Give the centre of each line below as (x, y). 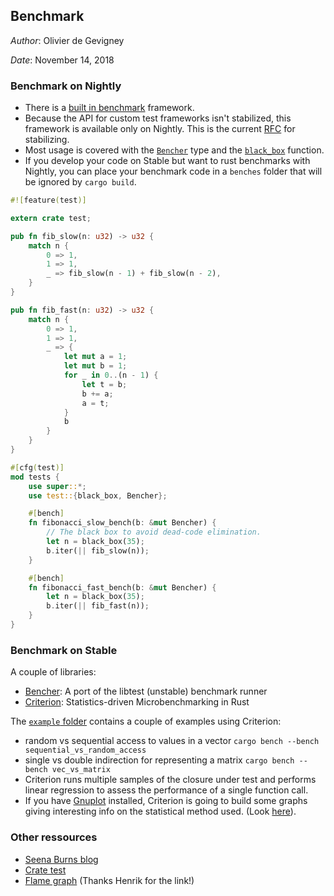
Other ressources (54, 837)
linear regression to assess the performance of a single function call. (166, 790)
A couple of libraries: (53, 672)
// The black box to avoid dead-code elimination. (154, 532)
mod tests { (35, 477)
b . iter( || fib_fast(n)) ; (98, 606)
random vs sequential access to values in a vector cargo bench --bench (172, 741)
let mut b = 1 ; (95, 366)
